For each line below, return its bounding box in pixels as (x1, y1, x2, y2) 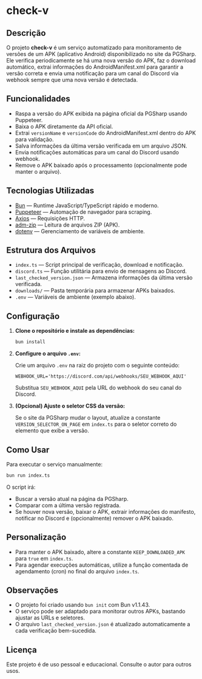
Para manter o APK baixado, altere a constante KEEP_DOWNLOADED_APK (15, 548, 185, 556)
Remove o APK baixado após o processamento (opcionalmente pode (15, 162, 187, 169)
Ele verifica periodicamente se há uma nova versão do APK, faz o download (6, 57, 196, 64)
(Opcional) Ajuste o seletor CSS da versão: (15, 402, 126, 410)
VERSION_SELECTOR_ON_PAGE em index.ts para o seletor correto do (15, 420, 177, 428)
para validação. (15, 135, 54, 143)
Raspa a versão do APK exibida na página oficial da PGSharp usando (15, 110, 187, 117)
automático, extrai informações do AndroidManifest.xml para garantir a (6, 63, 184, 70)
